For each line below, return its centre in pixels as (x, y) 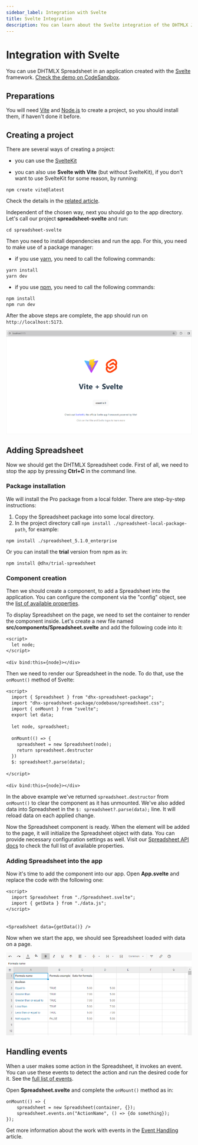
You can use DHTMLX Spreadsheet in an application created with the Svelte (98, 71)
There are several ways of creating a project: (60, 149)
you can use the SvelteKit (46, 160)
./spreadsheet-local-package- (150, 523)
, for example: (42, 529)
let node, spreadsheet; (40, 727)
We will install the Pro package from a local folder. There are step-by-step (96, 499)
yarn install (22, 270)
